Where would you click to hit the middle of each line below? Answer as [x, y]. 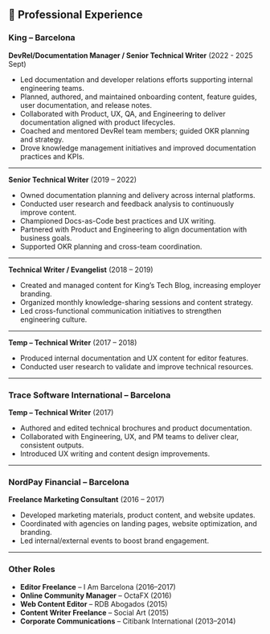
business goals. [46, 237]
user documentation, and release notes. [86, 105]
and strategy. [42, 139]
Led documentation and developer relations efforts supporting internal [136, 79]
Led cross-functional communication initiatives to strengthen [121, 311]
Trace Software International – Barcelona [90, 395]
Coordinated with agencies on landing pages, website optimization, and [138, 524]
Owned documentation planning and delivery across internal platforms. [137, 195]
